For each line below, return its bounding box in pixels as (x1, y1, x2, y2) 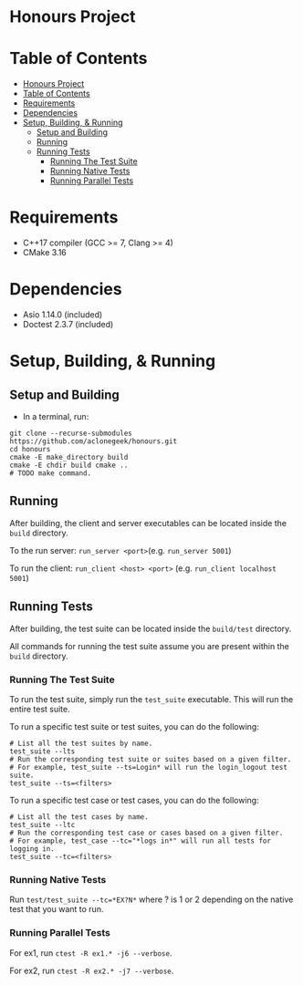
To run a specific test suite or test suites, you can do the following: (9, 721, 260, 731)
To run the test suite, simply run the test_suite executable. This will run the (9, 693, 294, 704)
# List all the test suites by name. (9, 739, 153, 748)
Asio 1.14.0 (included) (22, 309, 103, 320)
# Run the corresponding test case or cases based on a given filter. (9, 828, 284, 837)
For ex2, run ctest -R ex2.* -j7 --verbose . (9, 965, 174, 976)
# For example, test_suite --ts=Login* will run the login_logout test (9, 762, 287, 772)
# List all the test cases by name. (9, 812, 149, 822)
